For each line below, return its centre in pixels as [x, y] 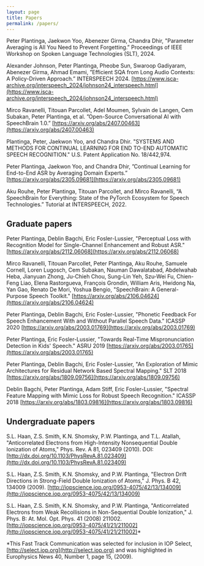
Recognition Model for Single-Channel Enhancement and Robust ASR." [96, 245]
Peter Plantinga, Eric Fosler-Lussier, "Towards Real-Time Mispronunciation [100, 339]
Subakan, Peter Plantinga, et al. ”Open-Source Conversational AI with [94, 117]
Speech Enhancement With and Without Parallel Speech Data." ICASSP [96, 321]
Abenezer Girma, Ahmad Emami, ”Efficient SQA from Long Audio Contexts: [100, 72]
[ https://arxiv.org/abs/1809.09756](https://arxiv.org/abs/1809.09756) [93, 377]
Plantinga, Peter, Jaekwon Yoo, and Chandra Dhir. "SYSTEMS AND [90, 142]
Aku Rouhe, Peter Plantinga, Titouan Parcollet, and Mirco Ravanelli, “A [94, 191]
